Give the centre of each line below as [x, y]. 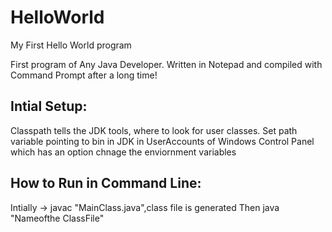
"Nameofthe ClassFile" [57, 218]
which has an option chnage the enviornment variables [123, 152]
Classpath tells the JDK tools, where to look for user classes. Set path [154, 130]
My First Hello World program [71, 45]
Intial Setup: [49, 106]
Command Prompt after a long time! [84, 75]
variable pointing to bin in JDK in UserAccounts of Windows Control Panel [162, 141]
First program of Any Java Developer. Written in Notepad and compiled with [166, 64]
